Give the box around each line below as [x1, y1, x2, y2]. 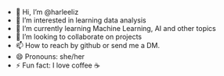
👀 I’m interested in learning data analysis [15, 16, 146, 25]
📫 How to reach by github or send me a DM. [15, 41, 161, 50]
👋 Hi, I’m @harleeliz [15, 8, 79, 16]
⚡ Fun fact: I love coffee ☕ [15, 60, 100, 70]
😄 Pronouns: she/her [15, 52, 85, 61]
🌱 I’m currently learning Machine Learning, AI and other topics [15, 24, 217, 33]
